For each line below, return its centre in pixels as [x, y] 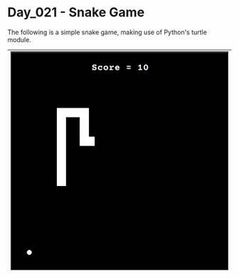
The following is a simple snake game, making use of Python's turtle [107, 32]
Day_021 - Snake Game [76, 12]
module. [20, 39]
